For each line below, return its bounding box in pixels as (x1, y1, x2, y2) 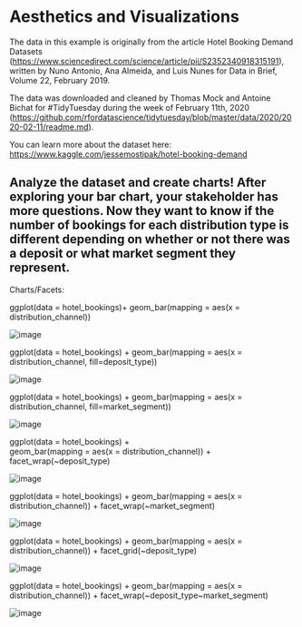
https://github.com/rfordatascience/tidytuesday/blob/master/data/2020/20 (12, 112, 292, 122)
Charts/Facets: (9, 284, 65, 295)
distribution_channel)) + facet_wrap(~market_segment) (9, 500, 216, 511)
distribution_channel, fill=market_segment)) (9, 401, 172, 412)
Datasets (9, 45, 43, 56)
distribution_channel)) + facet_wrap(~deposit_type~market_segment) (9, 590, 269, 601)
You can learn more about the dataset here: (9, 139, 172, 150)
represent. (9, 260, 71, 276)
